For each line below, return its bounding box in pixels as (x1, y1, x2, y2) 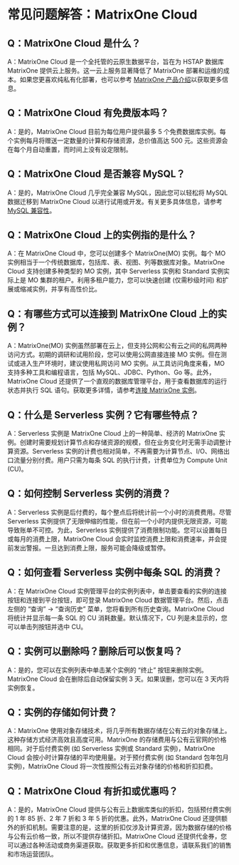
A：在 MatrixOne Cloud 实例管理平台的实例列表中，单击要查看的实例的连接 (7, 586, 227, 595)
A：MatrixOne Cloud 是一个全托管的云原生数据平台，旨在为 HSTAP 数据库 (7, 58, 224, 66)
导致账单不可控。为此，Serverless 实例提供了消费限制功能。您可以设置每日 (7, 526, 228, 534)
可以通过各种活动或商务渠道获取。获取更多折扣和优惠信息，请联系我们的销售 (7, 841, 232, 849)
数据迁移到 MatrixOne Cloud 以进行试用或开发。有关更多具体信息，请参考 (7, 197, 223, 205)
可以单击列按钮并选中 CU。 (7, 622, 87, 631)
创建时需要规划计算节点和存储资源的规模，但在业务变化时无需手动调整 (19, 438, 225, 446)
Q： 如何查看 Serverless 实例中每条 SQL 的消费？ (7, 566, 223, 578)
